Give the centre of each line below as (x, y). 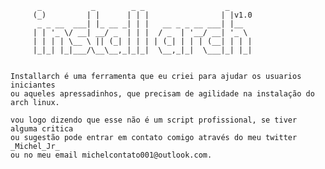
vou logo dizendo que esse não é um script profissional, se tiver (154, 120)
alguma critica (42, 129)
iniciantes (33, 85)
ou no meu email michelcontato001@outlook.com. (111, 155)
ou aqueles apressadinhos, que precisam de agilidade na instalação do (162, 94)
